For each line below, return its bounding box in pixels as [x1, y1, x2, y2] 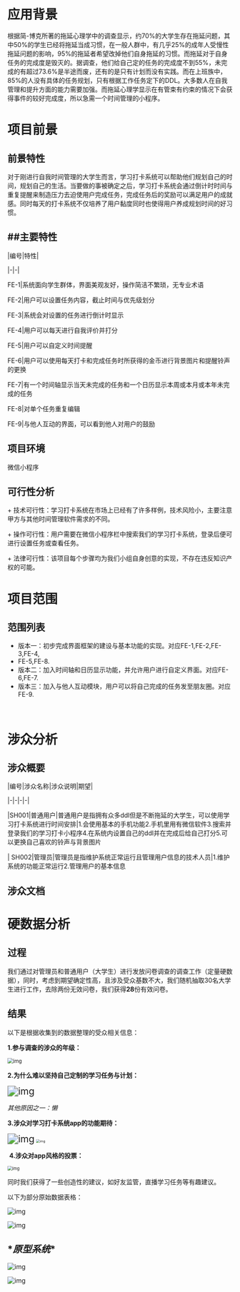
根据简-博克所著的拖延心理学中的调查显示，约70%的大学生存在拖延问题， [7, 31, 224, 40]
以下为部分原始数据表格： [7, 1193, 83, 1201]
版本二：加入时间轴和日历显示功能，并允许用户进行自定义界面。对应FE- [17, 665, 229, 675]
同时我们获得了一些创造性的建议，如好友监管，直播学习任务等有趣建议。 [7, 1177, 220, 1186]
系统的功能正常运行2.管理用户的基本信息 [7, 862, 126, 871]
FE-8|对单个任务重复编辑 [7, 404, 81, 413]
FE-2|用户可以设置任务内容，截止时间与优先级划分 [7, 296, 155, 304]
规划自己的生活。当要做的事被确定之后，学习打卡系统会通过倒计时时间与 [19, 181, 233, 190]
